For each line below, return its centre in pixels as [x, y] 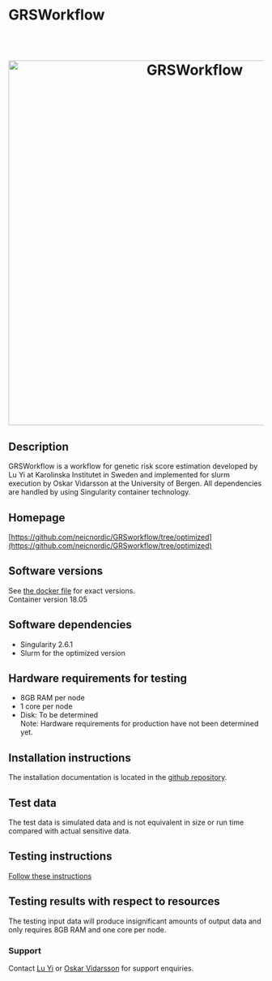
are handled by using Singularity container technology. [100, 492]
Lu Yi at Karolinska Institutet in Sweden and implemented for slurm [119, 475]
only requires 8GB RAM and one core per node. [87, 929]
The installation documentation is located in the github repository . [118, 778]
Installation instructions [70, 758]
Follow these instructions [50, 876]
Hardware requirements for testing [98, 679]
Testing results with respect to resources [114, 902]
